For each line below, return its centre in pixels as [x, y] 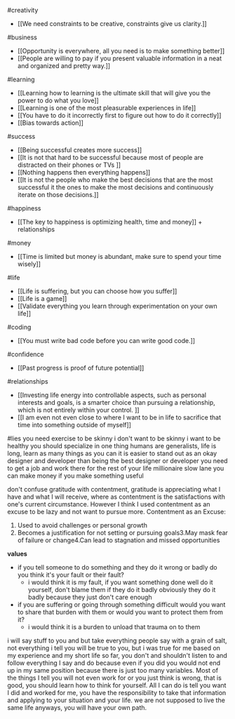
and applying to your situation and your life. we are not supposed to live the [116, 700]
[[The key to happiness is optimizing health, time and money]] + [110, 222]
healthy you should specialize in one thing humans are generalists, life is [112, 446]
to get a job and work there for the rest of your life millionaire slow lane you [116, 468]
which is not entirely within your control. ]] [78, 410]
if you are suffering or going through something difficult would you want [121, 605]
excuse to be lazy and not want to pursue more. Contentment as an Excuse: [117, 512]
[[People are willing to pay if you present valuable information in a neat [120, 58]
